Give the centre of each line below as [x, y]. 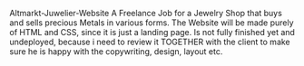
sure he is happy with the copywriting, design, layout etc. [116, 52]
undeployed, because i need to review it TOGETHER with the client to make [150, 42]
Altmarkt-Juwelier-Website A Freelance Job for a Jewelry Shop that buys [146, 13]
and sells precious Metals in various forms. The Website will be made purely [152, 23]
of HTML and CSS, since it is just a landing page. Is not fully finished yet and [152, 32]
